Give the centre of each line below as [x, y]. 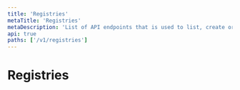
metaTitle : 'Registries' [44, 21]
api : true [22, 34]
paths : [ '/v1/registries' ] [47, 40]
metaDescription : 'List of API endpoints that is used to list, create [116, 27]
